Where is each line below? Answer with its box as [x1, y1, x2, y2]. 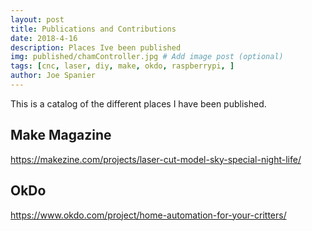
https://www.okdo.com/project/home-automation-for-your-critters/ [10, 209, 287, 221]
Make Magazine [10, 127, 112, 144]
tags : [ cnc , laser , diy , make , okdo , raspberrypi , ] [10, 61, 235, 71]
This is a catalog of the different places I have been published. [10, 97, 267, 110]
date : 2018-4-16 [10, 33, 78, 43]
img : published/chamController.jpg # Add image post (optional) [10, 52, 284, 62]
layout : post [10, 14, 65, 25]
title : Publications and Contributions [10, 24, 177, 34]
